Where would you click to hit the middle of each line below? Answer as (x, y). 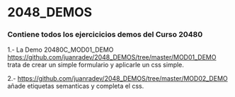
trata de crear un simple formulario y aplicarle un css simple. (96, 65)
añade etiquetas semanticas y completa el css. (76, 86)
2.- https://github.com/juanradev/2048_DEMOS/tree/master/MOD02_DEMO (117, 79)
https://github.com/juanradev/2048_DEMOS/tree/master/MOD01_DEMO (112, 57)
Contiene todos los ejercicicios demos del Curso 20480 (105, 35)
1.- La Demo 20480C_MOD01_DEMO (61, 50)
